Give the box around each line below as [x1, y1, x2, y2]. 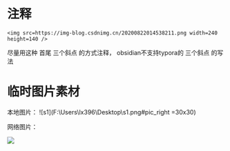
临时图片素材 [7, 84, 81, 100]
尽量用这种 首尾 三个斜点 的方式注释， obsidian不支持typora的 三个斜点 [7, 48, 210, 57]
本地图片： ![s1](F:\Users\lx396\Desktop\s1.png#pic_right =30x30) [7, 108, 197, 116]
